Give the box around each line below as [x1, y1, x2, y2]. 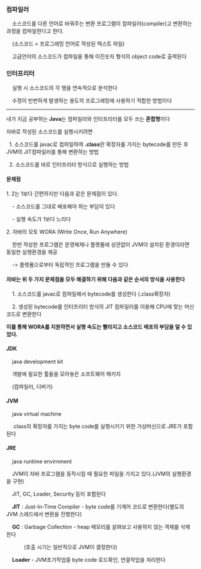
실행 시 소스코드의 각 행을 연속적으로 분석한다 [11, 84, 118, 91]
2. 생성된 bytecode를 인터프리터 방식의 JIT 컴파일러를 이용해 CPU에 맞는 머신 [11, 303, 194, 310]
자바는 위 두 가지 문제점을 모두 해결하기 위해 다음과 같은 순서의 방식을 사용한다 [6, 276, 185, 283]
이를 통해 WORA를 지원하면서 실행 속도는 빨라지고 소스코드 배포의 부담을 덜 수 [6, 323, 187, 330]
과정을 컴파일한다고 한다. [6, 28, 64, 35]
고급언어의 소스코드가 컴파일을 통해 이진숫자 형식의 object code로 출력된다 [11, 53, 187, 60]
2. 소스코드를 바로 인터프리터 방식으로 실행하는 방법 [8, 160, 129, 168]
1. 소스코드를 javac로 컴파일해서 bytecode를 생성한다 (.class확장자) [11, 290, 170, 297]
